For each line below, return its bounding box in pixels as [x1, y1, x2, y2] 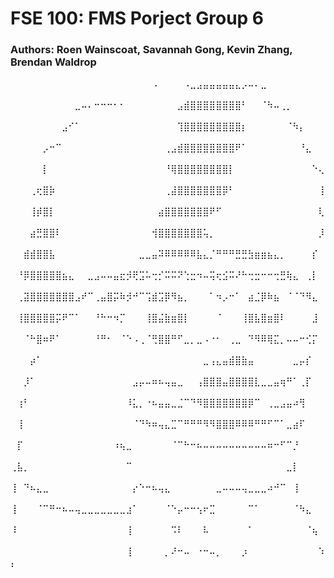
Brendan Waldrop [10, 55, 97, 69]
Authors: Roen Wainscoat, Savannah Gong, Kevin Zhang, [10, 43, 293, 57]
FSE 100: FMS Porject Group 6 [10, 7, 265, 30]
